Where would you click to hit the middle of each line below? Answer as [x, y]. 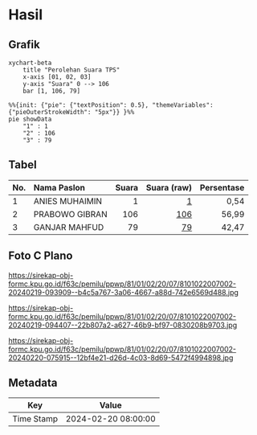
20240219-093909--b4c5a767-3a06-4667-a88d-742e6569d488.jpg [124, 292]
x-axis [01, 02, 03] [57, 77]
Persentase [222, 187]
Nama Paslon [59, 187]
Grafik [24, 45]
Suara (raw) [169, 187]
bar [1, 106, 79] [52, 91]
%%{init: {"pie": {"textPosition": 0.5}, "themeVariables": [111, 105]
